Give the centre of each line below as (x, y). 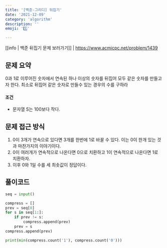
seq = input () (20, 194)
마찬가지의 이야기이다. (39, 146)
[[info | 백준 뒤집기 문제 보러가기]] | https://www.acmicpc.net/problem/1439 (81, 48)
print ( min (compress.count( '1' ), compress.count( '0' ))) (64, 240)
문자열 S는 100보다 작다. (36, 109)
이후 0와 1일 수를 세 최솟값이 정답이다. (49, 164)
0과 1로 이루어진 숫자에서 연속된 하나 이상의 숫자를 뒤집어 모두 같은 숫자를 (77, 78)
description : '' (22, 24)
